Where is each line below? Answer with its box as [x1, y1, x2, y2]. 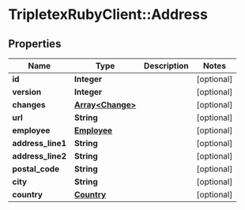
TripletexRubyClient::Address [8, 6, 208, 24]
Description [143, 61, 190, 71]
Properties [8, 37, 62, 51]
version [12, 87, 42, 97]
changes [12, 99, 46, 110]
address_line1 [12, 138, 67, 148]
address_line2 [12, 151, 67, 161]
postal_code [12, 163, 60, 174]
